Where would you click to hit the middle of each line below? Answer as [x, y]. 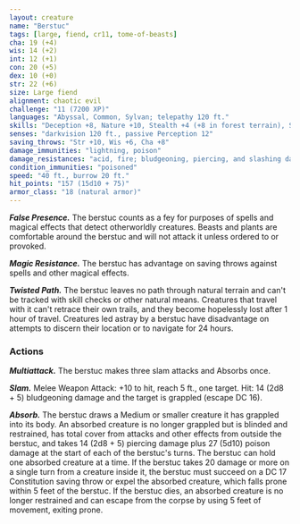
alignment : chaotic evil [55, 101]
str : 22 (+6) [33, 84]
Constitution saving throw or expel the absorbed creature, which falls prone [148, 482]
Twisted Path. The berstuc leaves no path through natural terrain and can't [148, 290]
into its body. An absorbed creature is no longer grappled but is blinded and [149, 425]
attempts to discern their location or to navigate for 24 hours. [121, 328]
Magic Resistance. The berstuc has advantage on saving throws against [143, 263]
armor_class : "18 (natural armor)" [75, 192]
